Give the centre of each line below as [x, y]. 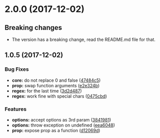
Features [16, 109]
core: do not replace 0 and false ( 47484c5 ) [56, 80]
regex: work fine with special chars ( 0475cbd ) [59, 96]
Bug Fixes [17, 69]
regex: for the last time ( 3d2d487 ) [47, 91]
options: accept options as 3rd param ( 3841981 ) [61, 120]
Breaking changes [34, 28]
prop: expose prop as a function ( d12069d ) [56, 130]
